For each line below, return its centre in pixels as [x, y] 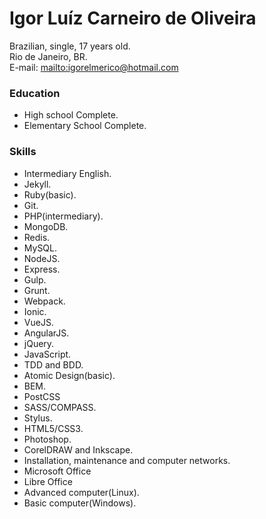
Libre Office [48, 481]
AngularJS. [46, 333]
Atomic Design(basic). [69, 375]
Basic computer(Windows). [80, 503]
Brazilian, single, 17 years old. [70, 46]
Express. [42, 269]
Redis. [37, 237]
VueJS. [38, 322]
